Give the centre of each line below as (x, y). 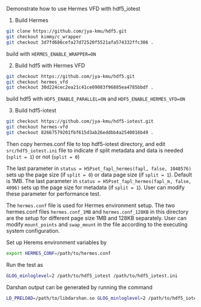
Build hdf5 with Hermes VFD (50, 65)
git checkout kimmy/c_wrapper (44, 37)
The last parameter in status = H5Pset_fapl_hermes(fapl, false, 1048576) (99, 168)
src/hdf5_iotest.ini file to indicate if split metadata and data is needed (95, 150)
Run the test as (25, 265)
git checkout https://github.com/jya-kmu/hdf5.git (71, 76)
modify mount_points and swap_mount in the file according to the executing (97, 224)
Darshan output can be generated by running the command (79, 287)
